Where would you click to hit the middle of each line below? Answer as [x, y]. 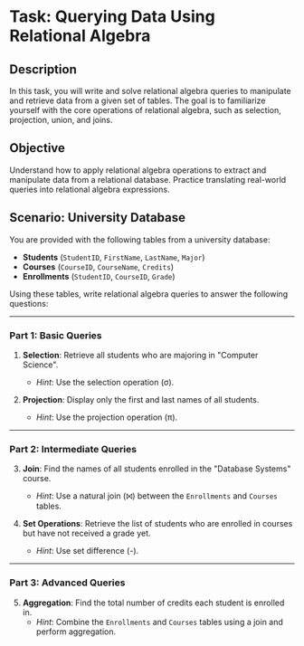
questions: [29, 303]
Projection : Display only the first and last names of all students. [141, 399]
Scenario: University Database [97, 218]
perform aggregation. [76, 632]
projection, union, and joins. [61, 120]
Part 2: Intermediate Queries [73, 449]
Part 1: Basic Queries [56, 335]
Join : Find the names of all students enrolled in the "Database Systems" [157, 469]
